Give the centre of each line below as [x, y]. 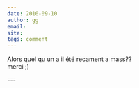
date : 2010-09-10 [32, 14]
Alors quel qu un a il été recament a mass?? [69, 59]
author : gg [23, 20]
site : [15, 33]
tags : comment [28, 39]
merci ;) [18, 67]
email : [17, 26]
